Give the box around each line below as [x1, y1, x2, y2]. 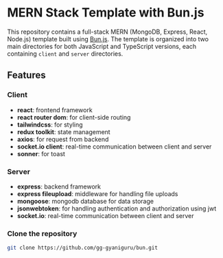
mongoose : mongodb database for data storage [16, 197, 154, 205]
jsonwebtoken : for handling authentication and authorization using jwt [16, 204, 217, 213]
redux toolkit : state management [16, 127, 111, 136]
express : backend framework [16, 182, 102, 191]
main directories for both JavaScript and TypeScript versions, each [7, 42, 197, 50]
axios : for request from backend [16, 135, 109, 143]
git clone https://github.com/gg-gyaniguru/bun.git [7, 244, 158, 252]
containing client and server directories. [7, 50, 124, 58]
